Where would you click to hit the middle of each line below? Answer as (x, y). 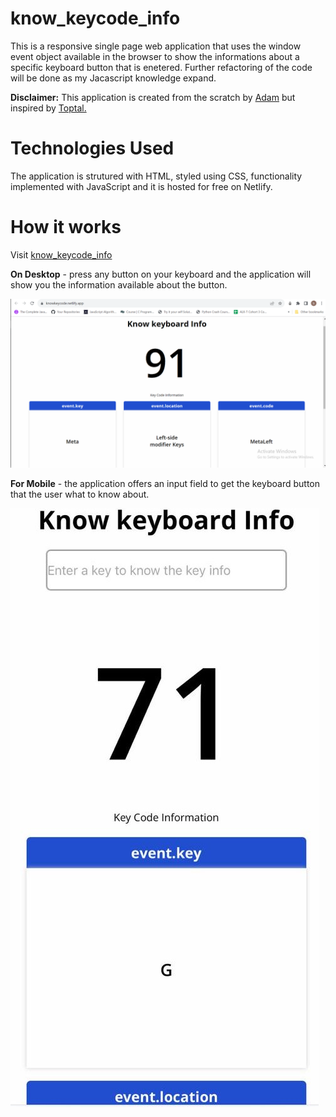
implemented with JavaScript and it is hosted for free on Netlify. (141, 186)
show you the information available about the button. (119, 284)
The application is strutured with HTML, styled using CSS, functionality (156, 176)
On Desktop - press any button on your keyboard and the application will (161, 274)
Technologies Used (92, 148)
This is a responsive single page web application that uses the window (156, 46)
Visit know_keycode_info (61, 254)
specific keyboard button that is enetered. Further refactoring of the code (161, 67)
